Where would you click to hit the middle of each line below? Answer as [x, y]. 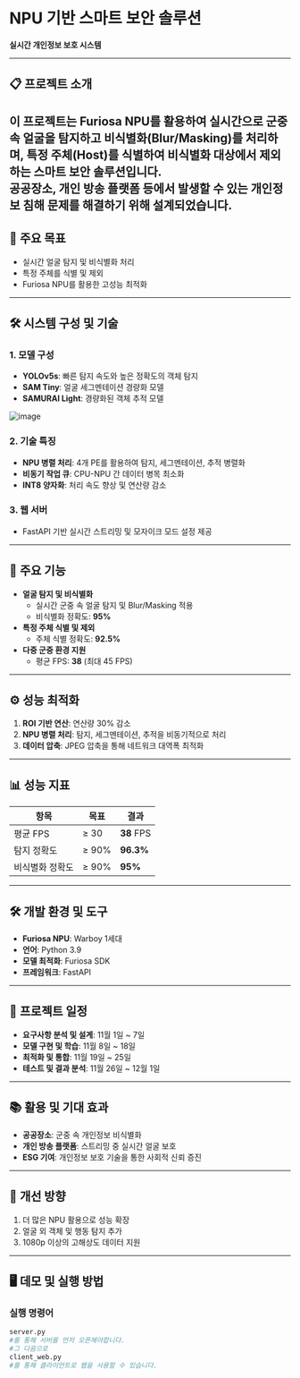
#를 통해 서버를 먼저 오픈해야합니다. [67, 1340]
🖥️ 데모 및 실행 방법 [57, 1281]
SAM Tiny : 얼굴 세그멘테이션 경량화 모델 [93, 387]
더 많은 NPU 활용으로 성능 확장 [76, 1220]
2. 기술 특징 [33, 441]
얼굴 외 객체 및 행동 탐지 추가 [72, 1230]
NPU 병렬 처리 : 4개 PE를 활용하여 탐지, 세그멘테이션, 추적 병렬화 [133, 463]
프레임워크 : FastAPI [57, 973]
